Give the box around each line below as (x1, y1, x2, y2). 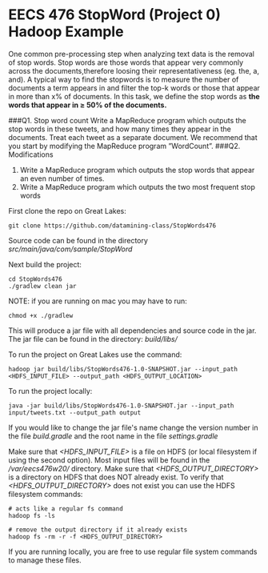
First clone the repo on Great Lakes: (8, 206, 126, 215)
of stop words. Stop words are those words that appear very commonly (8, 58, 244, 67)
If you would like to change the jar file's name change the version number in (8, 423, 258, 432)
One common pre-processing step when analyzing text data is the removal (8, 49, 254, 58)
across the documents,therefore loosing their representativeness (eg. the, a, (8, 66, 260, 75)
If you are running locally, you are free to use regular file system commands (8, 547, 258, 556)
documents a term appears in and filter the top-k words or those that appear (8, 82, 260, 93)
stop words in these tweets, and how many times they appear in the (8, 124, 232, 134)
